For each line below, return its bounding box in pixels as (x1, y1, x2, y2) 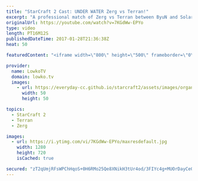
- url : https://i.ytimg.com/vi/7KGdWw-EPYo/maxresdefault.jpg (11, 139, 167, 145)
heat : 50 (6, 42, 28, 48)
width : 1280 (16, 144, 46, 150)
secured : (6, 166, 28, 172)
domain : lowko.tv (11, 74, 54, 80)
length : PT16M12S (6, 31, 49, 37)
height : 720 (16, 150, 46, 156)
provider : (6, 62, 31, 68)
